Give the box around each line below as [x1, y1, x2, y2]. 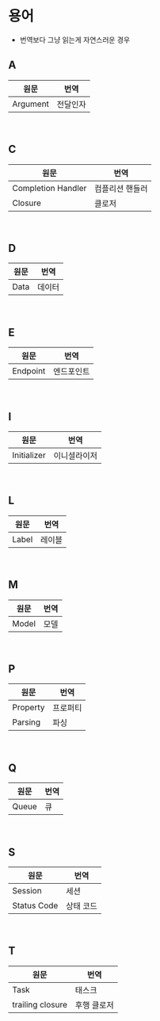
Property [12, 702, 45, 713]
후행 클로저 [74, 1000, 114, 1011]
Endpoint [12, 365, 46, 377]
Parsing [12, 717, 41, 728]
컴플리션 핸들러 [94, 183, 148, 194]
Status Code [12, 901, 59, 912]
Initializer [12, 449, 46, 461]
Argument [12, 98, 50, 109]
